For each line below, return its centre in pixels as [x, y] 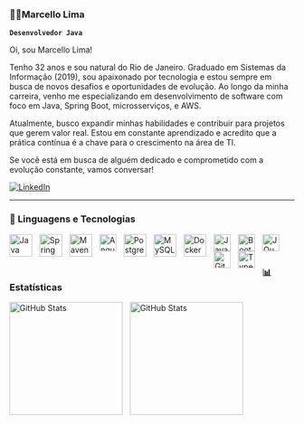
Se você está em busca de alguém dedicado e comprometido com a [137, 160]
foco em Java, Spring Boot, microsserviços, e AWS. [105, 106]
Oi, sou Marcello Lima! [51, 50]
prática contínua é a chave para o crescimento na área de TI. [123, 143]
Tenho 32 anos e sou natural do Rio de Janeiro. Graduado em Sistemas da [148, 68]
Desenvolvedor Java [46, 33]
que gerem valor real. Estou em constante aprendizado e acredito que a [143, 133]
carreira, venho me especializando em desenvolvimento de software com [146, 96]
